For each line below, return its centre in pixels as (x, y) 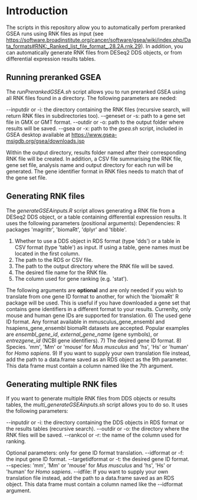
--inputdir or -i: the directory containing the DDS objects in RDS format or (95, 422)
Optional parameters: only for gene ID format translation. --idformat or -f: (95, 453)
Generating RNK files (46, 196)
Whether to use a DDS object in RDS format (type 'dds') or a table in (97, 241)
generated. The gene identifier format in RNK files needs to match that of (95, 171)
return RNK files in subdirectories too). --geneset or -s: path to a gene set (96, 116)
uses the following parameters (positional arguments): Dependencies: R (93, 223)
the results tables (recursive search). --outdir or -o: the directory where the (98, 429)
